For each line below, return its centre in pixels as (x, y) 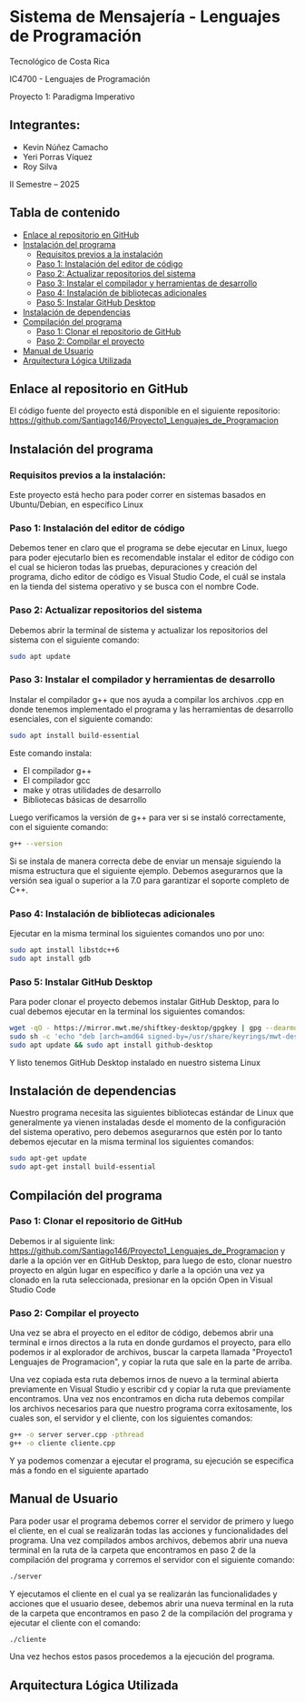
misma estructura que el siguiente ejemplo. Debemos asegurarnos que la (146, 870)
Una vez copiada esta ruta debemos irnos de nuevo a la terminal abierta (144, 1380)
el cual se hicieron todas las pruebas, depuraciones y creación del (133, 567)
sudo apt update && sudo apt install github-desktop (111, 1045)
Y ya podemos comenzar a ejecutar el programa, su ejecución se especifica (152, 1460)
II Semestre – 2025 (44, 184)
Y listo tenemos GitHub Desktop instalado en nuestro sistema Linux (135, 1062)
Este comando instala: (51, 753)
